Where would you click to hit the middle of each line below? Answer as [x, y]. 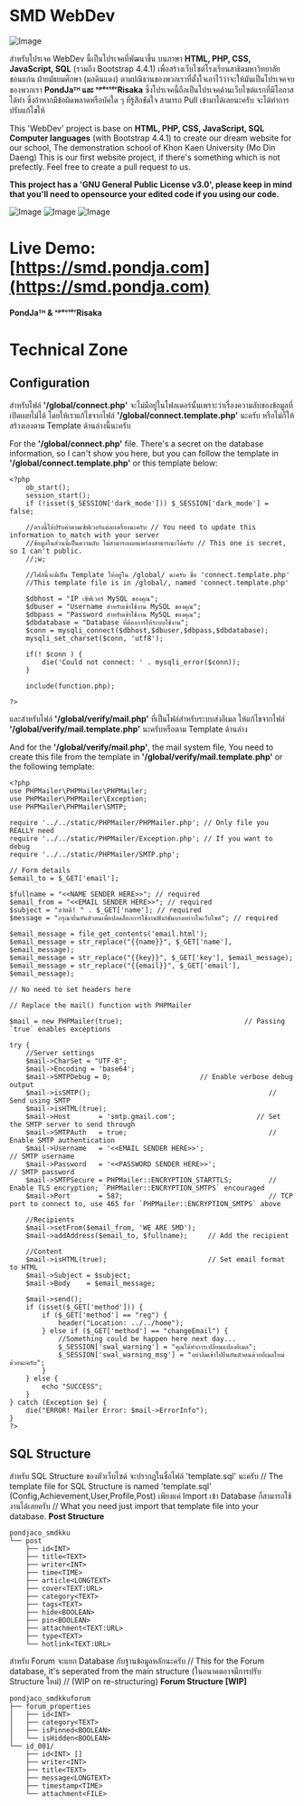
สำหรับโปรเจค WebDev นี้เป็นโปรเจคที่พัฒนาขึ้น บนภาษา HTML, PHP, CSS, [130, 58]
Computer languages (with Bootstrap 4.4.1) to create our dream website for [151, 138]
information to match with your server [85, 535]
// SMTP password [42, 1172]
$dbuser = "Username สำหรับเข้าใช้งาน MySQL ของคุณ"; [114, 606]
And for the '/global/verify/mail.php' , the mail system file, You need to [142, 747]
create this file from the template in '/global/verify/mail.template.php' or [146, 756]
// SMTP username [42, 1156]
